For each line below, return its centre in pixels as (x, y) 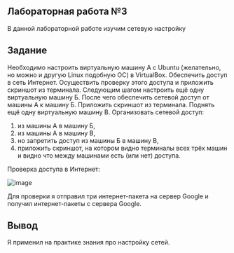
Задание (27, 51)
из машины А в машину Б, (56, 125)
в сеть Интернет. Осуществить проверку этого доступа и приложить (110, 82)
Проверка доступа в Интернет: (54, 169)
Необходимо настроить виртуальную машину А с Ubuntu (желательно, (114, 67)
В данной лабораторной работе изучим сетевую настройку (97, 28)
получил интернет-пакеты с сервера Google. (75, 203)
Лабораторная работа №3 (67, 12)
